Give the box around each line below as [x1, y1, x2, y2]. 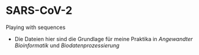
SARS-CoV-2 [5, 4, 73, 18]
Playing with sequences [5, 24, 66, 31]
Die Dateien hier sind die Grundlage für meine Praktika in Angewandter [14, 35, 193, 42]
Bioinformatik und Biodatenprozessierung [14, 42, 120, 49]
